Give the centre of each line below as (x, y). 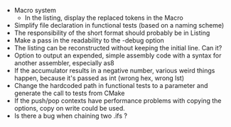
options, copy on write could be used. (70, 108)
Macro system (35, 10)
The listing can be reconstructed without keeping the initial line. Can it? (118, 48)
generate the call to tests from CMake (69, 93)
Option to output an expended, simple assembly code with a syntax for (118, 55)
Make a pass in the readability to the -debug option (89, 40)
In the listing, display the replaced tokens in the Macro (104, 18)
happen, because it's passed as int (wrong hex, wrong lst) (99, 78)
